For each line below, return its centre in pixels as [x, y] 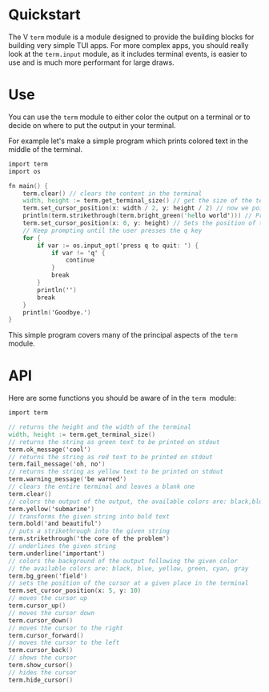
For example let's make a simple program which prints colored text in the [128, 141]
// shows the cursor [43, 658]
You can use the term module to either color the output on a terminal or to [129, 117]
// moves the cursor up [48, 598]
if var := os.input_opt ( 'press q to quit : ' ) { [118, 246]
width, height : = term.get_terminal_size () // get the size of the [137, 201]
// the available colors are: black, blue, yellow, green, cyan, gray [128, 568]
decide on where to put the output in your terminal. [92, 125]
